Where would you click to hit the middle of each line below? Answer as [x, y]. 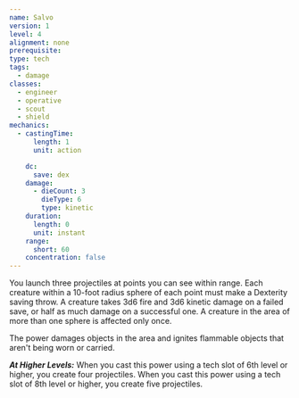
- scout [32, 109]
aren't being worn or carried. [62, 348]
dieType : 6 [62, 200]
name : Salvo [31, 17]
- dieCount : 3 [59, 191]
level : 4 [25, 34]
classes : [25, 84]
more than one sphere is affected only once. [91, 321]
